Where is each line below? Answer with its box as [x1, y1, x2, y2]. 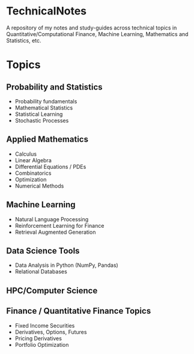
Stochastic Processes [14, 117, 69, 124]
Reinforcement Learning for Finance [14, 222, 105, 229]
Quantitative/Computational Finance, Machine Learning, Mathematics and [6, 30, 189, 37]
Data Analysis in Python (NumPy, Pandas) [14, 261, 118, 269]
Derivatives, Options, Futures [14, 328, 87, 335]
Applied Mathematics [6, 134, 89, 145]
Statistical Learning [14, 110, 63, 118]
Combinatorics [14, 169, 52, 177]
